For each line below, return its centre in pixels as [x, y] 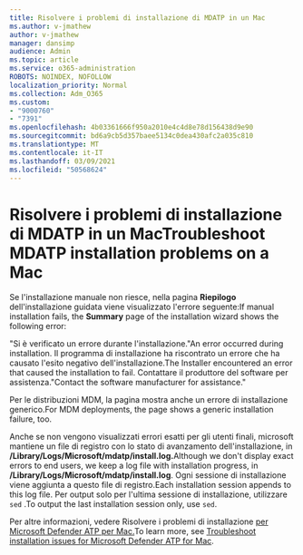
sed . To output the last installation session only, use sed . [113, 504]
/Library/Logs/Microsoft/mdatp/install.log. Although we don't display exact [151, 456]
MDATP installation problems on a [139, 253]
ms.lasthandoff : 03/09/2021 [63, 161]
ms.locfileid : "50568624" [58, 170]
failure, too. [31, 419]
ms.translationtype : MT [54, 144]
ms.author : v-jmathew [50, 26]
